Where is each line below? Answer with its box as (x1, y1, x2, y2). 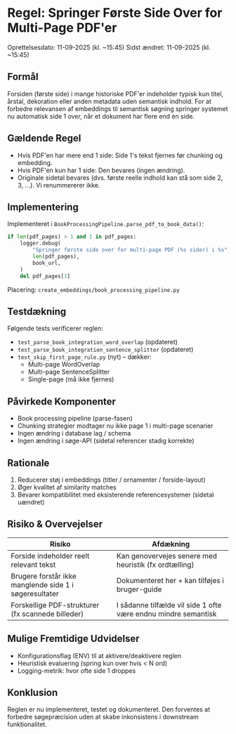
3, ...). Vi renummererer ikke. (17, 181, 100, 189)
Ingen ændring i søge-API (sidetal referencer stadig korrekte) (17, 437, 195, 445)
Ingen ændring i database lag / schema (17, 429, 131, 438)
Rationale (7, 457, 50, 468)
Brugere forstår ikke (11, 571, 77, 581)
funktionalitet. (7, 720, 47, 728)
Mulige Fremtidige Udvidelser (7, 633, 140, 645)
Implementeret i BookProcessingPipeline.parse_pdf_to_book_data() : (7, 220, 204, 228)
